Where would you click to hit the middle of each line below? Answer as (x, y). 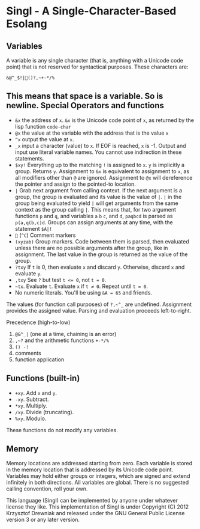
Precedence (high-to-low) (38, 322)
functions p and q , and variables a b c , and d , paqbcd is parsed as (94, 216)
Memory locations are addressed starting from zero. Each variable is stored (99, 463)
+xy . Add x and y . (36, 393)
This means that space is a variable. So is (85, 96)
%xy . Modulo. (31, 418)
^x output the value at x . (44, 139)
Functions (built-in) (43, 378)
